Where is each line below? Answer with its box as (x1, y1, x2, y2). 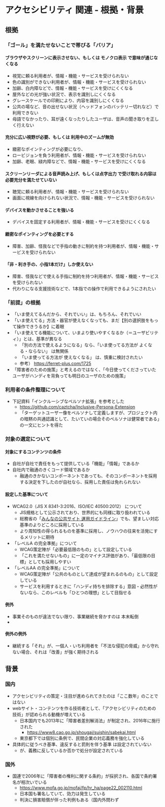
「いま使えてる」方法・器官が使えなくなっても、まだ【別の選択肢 (12, 317, 146, 323)
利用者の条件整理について (5, 386, 66, 393)
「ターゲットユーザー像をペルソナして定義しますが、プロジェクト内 (19, 410, 158, 416)
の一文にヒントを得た (19, 422, 63, 428)
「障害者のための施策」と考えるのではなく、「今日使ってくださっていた (12, 367, 157, 372)
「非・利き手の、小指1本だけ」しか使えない (5, 262, 94, 268)
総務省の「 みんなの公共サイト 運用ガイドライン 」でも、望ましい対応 (19, 515, 159, 521)
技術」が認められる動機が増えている (12, 711, 86, 717)
